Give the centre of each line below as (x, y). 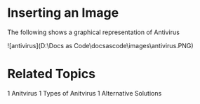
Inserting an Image (63, 13)
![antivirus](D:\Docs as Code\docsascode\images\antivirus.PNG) (101, 45)
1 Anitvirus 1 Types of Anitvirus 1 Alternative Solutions (85, 93)
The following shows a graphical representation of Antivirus (94, 32)
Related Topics (52, 74)
